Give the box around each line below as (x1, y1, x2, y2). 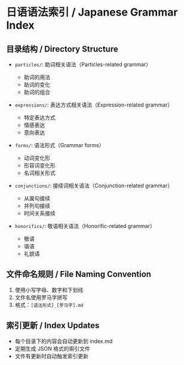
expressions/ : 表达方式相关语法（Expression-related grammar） (14, 101, 173, 108)
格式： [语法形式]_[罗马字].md (14, 301, 84, 308)
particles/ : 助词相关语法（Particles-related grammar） (14, 61, 151, 68)
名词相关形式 (23, 169, 56, 177)
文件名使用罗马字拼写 (14, 294, 68, 301)
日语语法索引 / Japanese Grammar (6, 5, 178, 19)
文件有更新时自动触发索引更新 (14, 352, 88, 360)
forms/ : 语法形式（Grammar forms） (14, 142, 105, 148)
